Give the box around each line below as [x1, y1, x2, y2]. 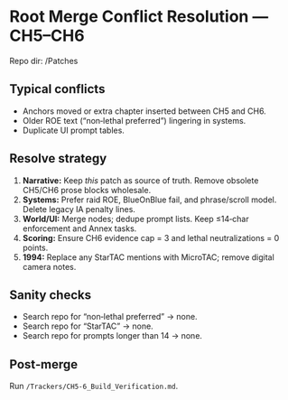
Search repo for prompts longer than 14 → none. [22, 330, 203, 341]
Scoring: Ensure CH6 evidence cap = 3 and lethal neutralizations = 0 [22, 232, 280, 243]
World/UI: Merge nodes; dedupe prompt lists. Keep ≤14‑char [22, 213, 250, 224]
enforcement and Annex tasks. [22, 223, 137, 234]
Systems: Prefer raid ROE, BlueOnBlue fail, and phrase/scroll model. [22, 194, 277, 205]
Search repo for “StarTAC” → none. [22, 321, 153, 331]
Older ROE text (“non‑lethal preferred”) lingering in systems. [22, 115, 246, 126]
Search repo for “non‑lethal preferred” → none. [22, 312, 198, 322]
